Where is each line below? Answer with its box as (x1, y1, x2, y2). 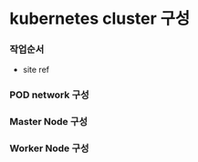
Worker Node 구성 (9, 142, 89, 155)
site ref (22, 65, 50, 76)
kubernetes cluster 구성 (9, 8, 191, 29)
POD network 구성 (9, 88, 89, 101)
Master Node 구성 (9, 116, 89, 128)
